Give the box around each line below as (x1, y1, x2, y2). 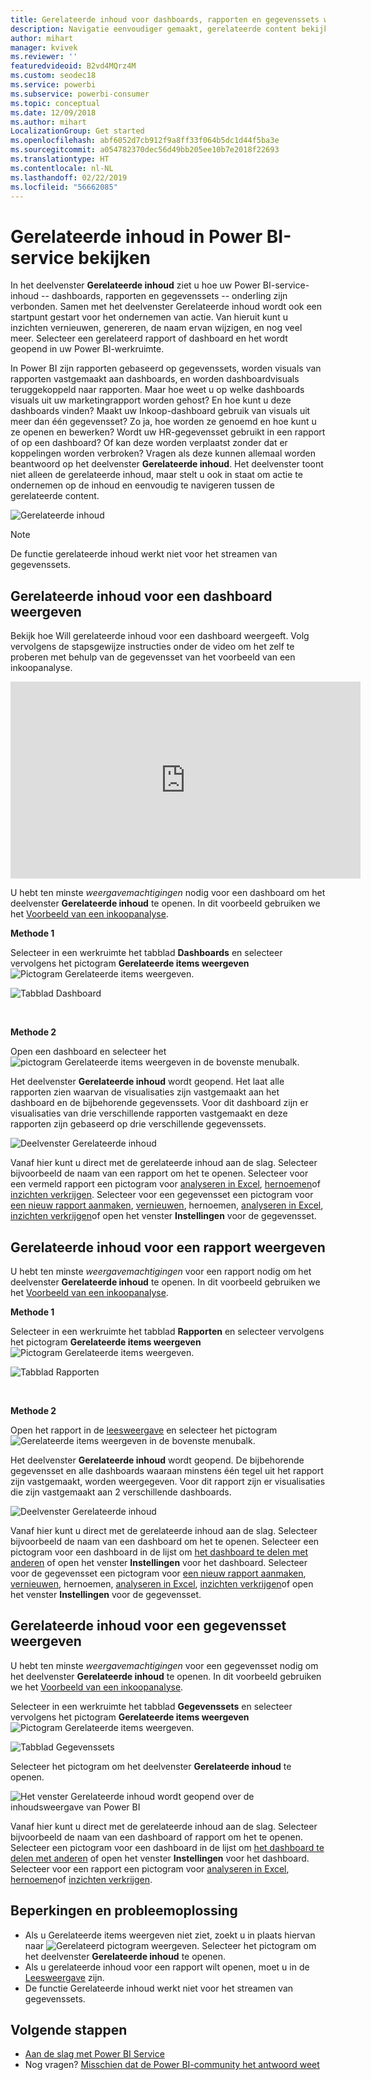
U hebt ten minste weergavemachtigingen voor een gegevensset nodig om (10, 1659, 319, 1671)
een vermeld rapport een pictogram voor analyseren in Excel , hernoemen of (10, 1178, 321, 1190)
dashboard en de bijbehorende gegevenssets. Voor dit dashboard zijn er (10, 1097, 309, 1109)
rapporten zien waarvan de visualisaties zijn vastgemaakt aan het (10, 1086, 280, 1098)
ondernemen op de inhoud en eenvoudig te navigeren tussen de (10, 479, 275, 491)
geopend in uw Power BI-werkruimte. (10, 343, 165, 355)
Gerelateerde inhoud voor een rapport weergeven (10, 1239, 326, 1256)
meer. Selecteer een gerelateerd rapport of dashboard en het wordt (10, 332, 288, 345)
